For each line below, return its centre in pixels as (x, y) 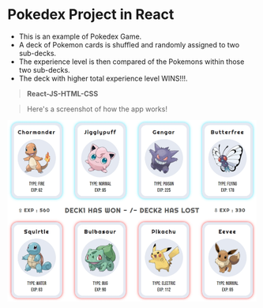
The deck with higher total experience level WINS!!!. (103, 78)
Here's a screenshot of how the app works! (97, 109)
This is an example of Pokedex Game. (80, 36)
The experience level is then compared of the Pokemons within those (131, 62)
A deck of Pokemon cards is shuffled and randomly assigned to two (129, 44)
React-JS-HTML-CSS (62, 93)
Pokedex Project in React (91, 15)
